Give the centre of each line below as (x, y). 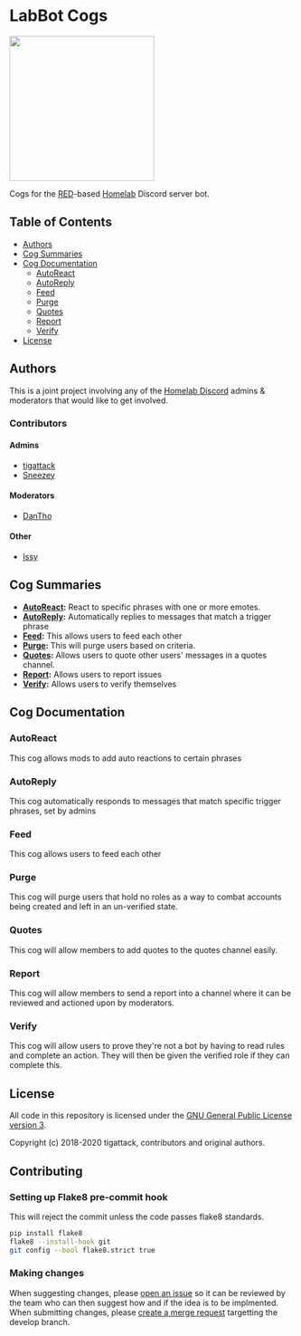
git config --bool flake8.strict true (82, 1250)
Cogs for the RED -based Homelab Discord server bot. (109, 193)
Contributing (46, 1171)
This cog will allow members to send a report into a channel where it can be (150, 994)
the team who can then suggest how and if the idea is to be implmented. (144, 1302)
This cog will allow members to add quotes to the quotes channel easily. (144, 950)
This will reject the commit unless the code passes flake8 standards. (137, 1216)
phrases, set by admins (53, 811)
